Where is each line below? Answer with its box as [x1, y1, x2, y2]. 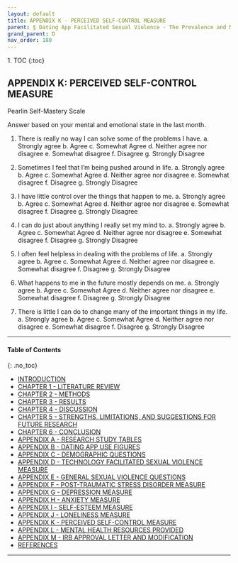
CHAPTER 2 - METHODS [17, 390, 91, 398]
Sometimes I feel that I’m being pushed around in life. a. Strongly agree [17, 163, 225, 171]
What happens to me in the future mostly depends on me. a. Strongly [17, 278, 220, 287]
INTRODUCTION [17, 375, 66, 383]
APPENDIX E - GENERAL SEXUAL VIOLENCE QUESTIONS [17, 473, 186, 481]
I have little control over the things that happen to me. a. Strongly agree [17, 192, 225, 200]
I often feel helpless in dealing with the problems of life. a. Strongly [17, 249, 212, 258]
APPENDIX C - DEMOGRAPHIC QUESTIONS [17, 450, 146, 459]
